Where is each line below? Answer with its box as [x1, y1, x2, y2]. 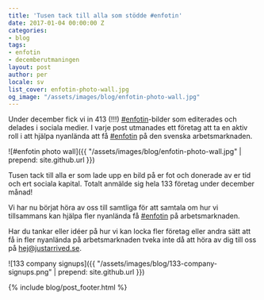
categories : [8, 26, 48, 34]
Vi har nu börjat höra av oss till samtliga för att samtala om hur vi [8, 203, 219, 213]
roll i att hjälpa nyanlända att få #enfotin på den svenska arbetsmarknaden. [8, 132, 253, 141]
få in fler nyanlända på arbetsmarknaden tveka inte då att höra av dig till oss [8, 235, 257, 244]
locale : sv [8, 78, 44, 86]
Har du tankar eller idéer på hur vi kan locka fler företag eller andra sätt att [8, 227, 251, 237]
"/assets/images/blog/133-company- [97, 259, 218, 268]
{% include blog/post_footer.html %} [8, 283, 128, 292]
